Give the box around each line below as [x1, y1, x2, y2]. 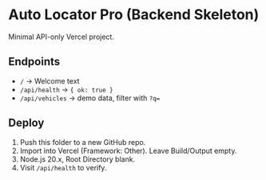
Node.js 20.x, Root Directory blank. [19, 154, 136, 164]
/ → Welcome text [19, 76, 80, 85]
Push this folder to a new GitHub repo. [19, 137, 146, 147]
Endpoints [8, 55, 61, 68]
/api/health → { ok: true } [19, 84, 113, 94]
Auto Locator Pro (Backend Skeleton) [8, 6, 260, 24]
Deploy [8, 116, 45, 130]
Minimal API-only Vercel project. [8, 32, 114, 41]
